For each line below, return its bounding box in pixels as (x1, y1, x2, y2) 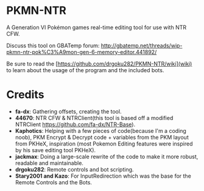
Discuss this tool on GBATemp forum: (6, 42, 100, 49)
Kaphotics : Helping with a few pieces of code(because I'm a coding (15, 127, 187, 134)
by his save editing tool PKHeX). (15, 146, 96, 153)
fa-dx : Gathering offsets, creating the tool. (15, 107, 122, 115)
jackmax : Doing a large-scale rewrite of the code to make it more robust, (15, 153, 199, 160)
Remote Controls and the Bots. (15, 178, 93, 186)
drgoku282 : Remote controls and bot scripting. (15, 166, 134, 173)
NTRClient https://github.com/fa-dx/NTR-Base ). (15, 121, 136, 128)
